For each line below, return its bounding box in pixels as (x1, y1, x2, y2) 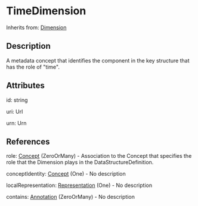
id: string (6, 96, 28, 104)
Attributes (6, 80, 45, 90)
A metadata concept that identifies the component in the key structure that (6, 57, 190, 64)
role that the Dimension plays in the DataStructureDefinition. (6, 159, 154, 166)
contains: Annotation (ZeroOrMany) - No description (6, 193, 135, 201)
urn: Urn (6, 119, 27, 126)
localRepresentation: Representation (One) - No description (6, 182, 153, 189)
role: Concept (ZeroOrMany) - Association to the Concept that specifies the (6, 152, 192, 160)
